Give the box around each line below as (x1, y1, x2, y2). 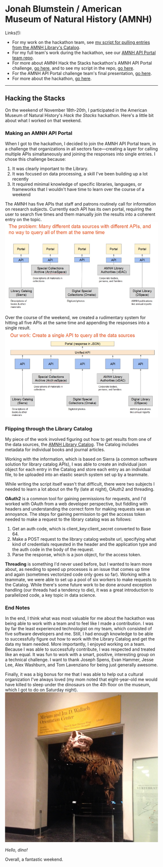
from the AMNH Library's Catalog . (12, 44, 81, 50)
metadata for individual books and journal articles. (5, 447, 105, 452)
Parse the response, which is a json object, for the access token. (12, 551, 142, 557)
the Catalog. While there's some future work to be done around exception (5, 582, 152, 587)
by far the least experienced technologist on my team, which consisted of (5, 626, 152, 632)
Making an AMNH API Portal (5, 130, 73, 136)
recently (12, 176, 29, 182)
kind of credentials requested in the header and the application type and (12, 541, 157, 547)
